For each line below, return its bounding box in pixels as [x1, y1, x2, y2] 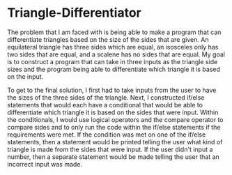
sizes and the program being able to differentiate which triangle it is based [7, 65, 221, 73]
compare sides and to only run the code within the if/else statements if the [7, 123, 221, 131]
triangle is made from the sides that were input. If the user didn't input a [7, 145, 213, 153]
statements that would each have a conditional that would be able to [7, 100, 203, 109]
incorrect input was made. [7, 160, 82, 168]
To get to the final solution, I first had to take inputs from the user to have [7, 86, 217, 94]
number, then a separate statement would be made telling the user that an [7, 152, 219, 161]
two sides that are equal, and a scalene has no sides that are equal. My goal [7, 50, 225, 59]
